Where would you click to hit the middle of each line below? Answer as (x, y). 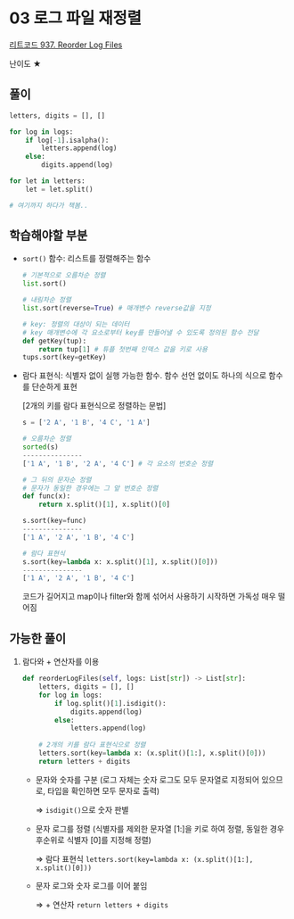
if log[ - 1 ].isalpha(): (67, 140)
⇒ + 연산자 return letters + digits (102, 904)
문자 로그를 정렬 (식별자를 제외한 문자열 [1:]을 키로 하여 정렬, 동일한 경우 (160, 828)
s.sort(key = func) (54, 521)
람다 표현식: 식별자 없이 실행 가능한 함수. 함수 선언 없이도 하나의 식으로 (144, 376)
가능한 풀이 (38, 638)
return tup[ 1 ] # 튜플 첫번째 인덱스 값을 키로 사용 (123, 349)
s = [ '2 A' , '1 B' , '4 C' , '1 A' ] (86, 423)
